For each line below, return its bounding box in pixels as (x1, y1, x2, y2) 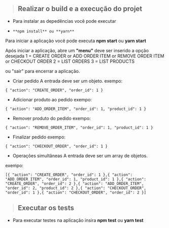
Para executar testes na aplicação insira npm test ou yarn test (12, 217, 144, 223)
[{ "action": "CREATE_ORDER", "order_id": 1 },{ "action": (5, 172, 133, 177)
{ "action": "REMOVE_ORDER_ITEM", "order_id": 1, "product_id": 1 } (5, 125, 153, 130)
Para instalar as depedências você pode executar (12, 18, 117, 24)
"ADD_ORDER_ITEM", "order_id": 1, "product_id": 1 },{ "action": (5, 176, 146, 182)
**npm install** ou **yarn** (12, 28, 75, 34)
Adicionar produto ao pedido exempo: (12, 96, 92, 102)
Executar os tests (17, 204, 75, 212)
